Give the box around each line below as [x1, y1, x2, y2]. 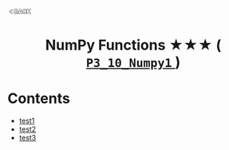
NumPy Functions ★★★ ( [45, 36, 222, 54]
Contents [7, 89, 71, 108]
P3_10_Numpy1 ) [85, 53, 181, 71]
